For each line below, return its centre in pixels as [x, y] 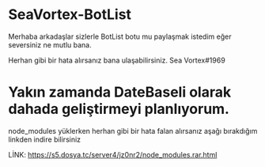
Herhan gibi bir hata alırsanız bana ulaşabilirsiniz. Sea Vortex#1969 [117, 60]
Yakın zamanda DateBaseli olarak [120, 92]
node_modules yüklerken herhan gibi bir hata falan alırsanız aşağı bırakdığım [133, 131]
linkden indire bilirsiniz [45, 139]
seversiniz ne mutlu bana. [50, 44]
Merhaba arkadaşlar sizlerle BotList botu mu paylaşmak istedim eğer [120, 36]
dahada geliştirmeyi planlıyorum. [119, 109]
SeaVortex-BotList [70, 15]
